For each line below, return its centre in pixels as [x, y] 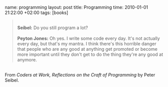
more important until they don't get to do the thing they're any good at [90, 54]
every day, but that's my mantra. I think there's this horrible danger [87, 44]
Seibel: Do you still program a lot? [52, 28]
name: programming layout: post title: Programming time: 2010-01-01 [76, 7]
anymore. [27, 60]
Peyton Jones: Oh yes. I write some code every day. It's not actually [89, 38]
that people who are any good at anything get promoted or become [87, 49]
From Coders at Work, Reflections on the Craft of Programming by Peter [80, 75]
